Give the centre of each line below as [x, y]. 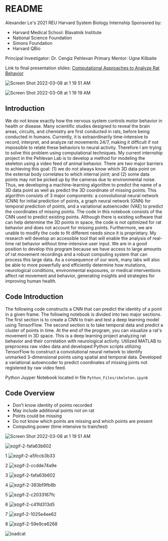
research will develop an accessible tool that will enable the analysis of [78, 238]
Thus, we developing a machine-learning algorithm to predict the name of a [83, 185]
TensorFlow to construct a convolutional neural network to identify [74, 351]
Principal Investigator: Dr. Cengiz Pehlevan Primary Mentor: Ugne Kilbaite [81, 58]
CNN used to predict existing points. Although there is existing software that [84, 217]
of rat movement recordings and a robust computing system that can [76, 254]
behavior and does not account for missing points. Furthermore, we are [79, 227]
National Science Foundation [42, 38]
